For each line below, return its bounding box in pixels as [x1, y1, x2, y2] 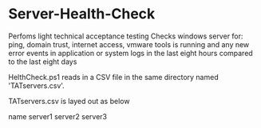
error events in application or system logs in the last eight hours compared [8, 48, 253, 58]
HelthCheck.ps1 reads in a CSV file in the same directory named [8, 72, 219, 82]
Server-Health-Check [8, 5, 156, 23]
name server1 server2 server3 [8, 111, 108, 121]
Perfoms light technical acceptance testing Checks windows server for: [8, 31, 243, 41]
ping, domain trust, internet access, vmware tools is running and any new [8, 39, 250, 49]
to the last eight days [8, 57, 77, 66]
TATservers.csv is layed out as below [8, 96, 130, 106]
